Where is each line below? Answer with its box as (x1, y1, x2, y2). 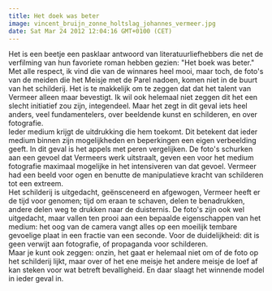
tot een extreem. (8, 179, 63, 189)
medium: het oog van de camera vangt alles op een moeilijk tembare (8, 222, 238, 232)
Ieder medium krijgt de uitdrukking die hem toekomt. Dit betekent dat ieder (8, 127, 258, 137)
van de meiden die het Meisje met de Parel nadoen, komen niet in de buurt (8, 75, 258, 85)
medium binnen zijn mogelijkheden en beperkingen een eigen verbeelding (8, 136, 257, 145)
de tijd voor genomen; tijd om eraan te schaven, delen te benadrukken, (8, 196, 245, 206)
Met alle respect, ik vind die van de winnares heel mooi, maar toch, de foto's (8, 67, 264, 76)
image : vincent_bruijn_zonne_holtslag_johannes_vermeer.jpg (8, 20, 217, 28)
